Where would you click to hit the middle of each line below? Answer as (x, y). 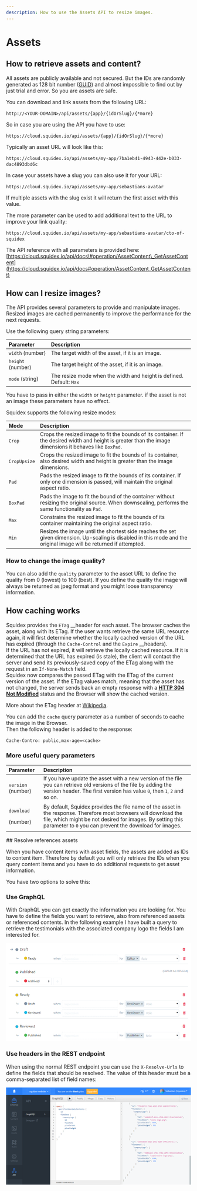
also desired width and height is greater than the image (106, 461)
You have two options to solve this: (48, 881)
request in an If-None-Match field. (46, 668)
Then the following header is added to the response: (69, 729)
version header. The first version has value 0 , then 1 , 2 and (113, 791)
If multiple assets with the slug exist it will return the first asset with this (92, 198)
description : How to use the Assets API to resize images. (80, 12)
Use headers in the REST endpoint (56, 1054)
